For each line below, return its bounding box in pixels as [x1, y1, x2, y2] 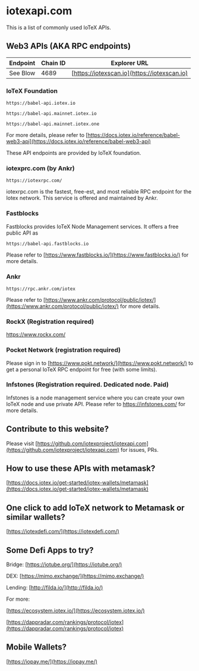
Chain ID [40, 58, 66, 67]
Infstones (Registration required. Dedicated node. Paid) [6, 380, 169, 389]
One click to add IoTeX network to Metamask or [6, 503, 185, 513]
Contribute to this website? [6, 424, 109, 434]
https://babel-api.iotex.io [6, 100, 76, 107]
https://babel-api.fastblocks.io [6, 241, 89, 246]
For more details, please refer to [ [6, 132, 88, 139]
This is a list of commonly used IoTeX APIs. [6, 24, 111, 31]
